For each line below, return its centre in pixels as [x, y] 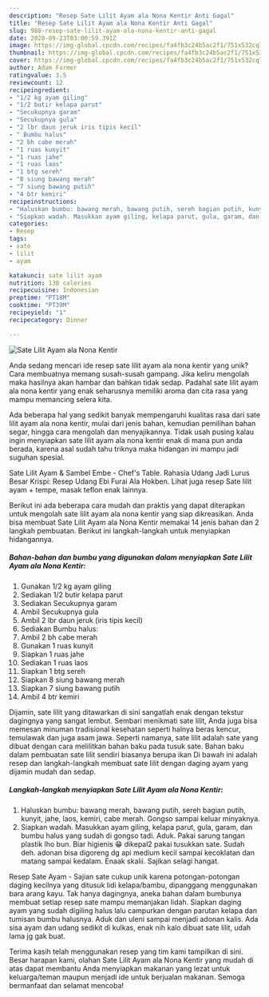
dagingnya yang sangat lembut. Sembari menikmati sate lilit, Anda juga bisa [133, 720]
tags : [18, 239]
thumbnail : [27, 53]
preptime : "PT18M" [40, 298]
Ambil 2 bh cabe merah [59, 637]
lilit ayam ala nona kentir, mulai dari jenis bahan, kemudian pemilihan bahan [133, 423]
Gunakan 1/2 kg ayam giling [66, 586]
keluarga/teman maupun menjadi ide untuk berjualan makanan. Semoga [127, 977]
